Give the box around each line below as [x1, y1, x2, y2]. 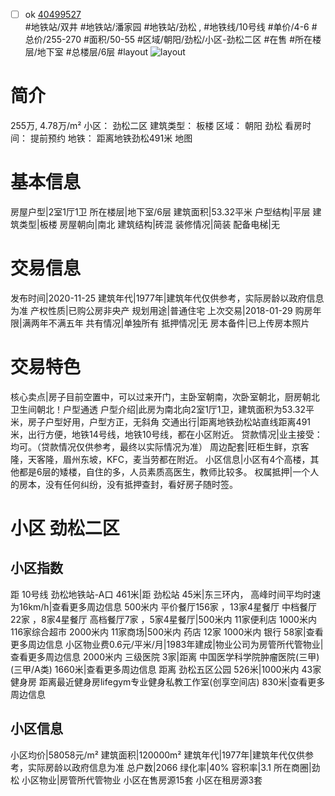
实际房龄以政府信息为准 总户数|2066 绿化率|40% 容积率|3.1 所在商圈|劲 [27, 761, 321, 773]
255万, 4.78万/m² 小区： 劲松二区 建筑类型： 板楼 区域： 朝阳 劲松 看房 [10, 120, 303, 131]
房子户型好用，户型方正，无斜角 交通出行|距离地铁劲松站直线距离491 [27, 415, 312, 428]
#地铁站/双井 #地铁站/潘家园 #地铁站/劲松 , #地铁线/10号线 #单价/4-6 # [24, 21, 318, 33]
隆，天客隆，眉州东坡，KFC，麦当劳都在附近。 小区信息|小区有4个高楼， [10, 453, 311, 465]
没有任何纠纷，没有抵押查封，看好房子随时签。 [44, 478, 238, 490]
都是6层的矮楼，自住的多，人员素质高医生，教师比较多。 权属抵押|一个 [18, 465, 311, 478]
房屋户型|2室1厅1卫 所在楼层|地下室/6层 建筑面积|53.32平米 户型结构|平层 [10, 205, 311, 218]
